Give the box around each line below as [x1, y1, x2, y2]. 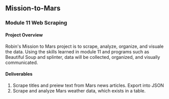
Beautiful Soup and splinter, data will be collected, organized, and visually [5, 54, 160, 60]
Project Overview [5, 31, 43, 38]
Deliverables [5, 71, 33, 77]
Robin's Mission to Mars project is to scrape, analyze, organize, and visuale [5, 43, 164, 49]
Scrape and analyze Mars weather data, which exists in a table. [12, 87, 146, 93]
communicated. [5, 59, 38, 65]
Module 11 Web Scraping [5, 19, 67, 26]
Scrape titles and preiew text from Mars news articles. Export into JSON [12, 82, 164, 88]
